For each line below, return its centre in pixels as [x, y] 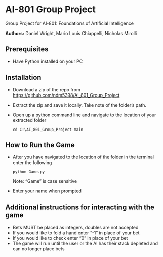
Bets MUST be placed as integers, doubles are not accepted [75, 228]
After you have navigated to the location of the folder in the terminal [83, 157]
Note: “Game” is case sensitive [45, 181]
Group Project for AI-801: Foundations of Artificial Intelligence [70, 23]
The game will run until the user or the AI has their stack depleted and [85, 244]
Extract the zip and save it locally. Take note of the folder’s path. [79, 105]
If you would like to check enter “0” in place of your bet [70, 238]
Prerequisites [27, 49]
